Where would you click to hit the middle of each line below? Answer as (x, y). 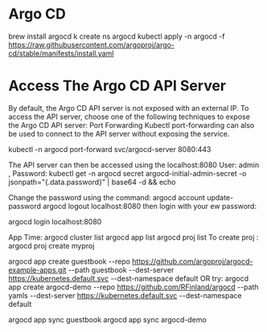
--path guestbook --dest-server (121, 269)
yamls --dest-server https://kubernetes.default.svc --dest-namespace (125, 295)
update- (220, 197)
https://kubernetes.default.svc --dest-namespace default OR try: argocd (129, 278)
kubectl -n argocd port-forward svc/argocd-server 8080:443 (110, 149)
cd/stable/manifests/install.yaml (61, 53)
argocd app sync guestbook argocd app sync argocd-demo (107, 319)
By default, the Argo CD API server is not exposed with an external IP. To (129, 108)
